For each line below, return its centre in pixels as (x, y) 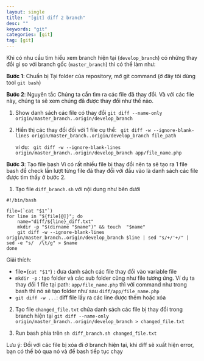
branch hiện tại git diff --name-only (62, 316)
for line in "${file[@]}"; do (45, 216)
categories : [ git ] (30, 35)
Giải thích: (19, 260)
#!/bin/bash (21, 200)
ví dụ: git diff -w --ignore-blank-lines (68, 147)
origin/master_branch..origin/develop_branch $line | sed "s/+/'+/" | (98, 238)
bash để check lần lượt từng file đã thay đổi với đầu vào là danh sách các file (102, 171)
